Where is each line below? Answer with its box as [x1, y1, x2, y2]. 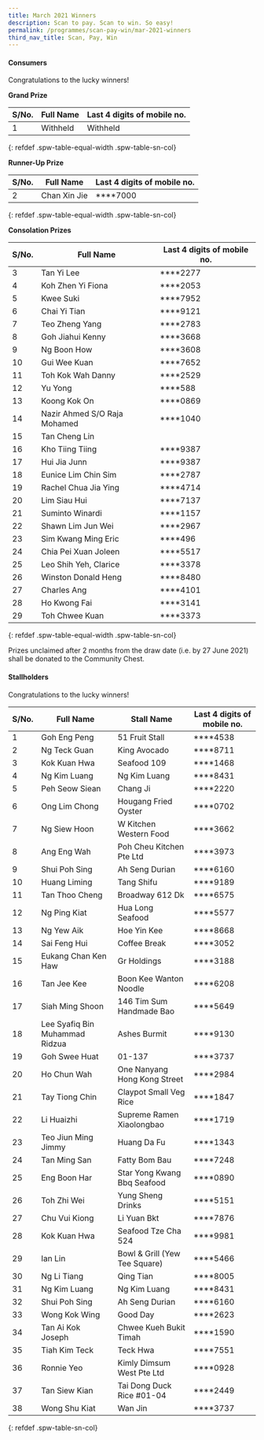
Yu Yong [41, 383, 72, 394]
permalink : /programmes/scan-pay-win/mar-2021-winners [8, 26, 192, 34]
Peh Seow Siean [41, 783, 101, 794]
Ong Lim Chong [41, 801, 100, 812]
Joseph [41, 1331, 69, 1342]
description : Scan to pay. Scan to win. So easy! [8, 19, 174, 27]
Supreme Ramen [117, 1109, 179, 1120]
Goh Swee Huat [41, 1051, 99, 1062]
